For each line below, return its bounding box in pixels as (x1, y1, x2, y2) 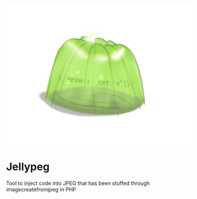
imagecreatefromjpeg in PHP (6, 185, 77, 193)
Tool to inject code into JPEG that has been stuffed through (6, 180, 150, 187)
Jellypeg (6, 160, 50, 173)
